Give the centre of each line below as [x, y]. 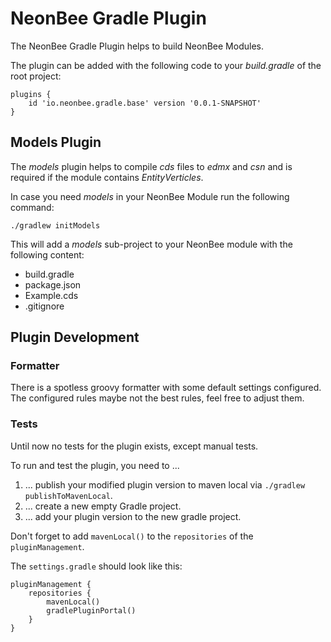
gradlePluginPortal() [91, 610]
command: [32, 207]
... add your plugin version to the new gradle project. [133, 516]
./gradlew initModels [55, 225]
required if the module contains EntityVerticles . [107, 177]
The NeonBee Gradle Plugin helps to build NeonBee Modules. [137, 46]
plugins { [31, 94]
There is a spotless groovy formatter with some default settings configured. [166, 388]
